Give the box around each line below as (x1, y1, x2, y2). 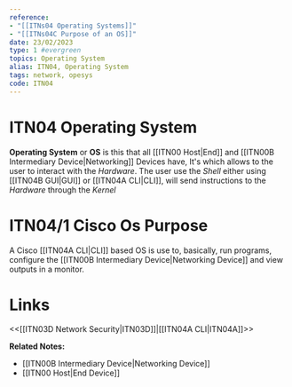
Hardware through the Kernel (9, 184, 116, 195)
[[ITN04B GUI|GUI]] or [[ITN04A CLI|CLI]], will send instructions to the (9, 175, 266, 186)
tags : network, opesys (9, 71, 93, 80)
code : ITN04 (9, 79, 53, 88)
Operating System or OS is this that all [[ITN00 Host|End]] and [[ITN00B (9, 146, 275, 157)
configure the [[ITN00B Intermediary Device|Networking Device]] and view (9, 254, 284, 265)
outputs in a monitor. (9, 264, 84, 274)
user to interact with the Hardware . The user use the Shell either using (9, 165, 266, 176)
